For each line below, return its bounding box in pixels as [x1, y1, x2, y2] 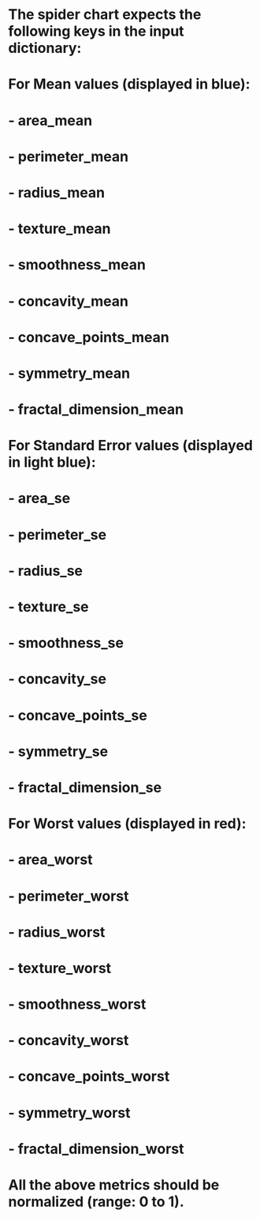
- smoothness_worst [8, 995, 147, 1013]
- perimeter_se [8, 525, 107, 543]
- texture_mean [8, 220, 112, 238]
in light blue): [8, 453, 96, 472]
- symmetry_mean [8, 364, 131, 382]
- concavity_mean [8, 292, 128, 310]
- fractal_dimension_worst [8, 1140, 184, 1158]
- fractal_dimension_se [8, 778, 162, 796]
